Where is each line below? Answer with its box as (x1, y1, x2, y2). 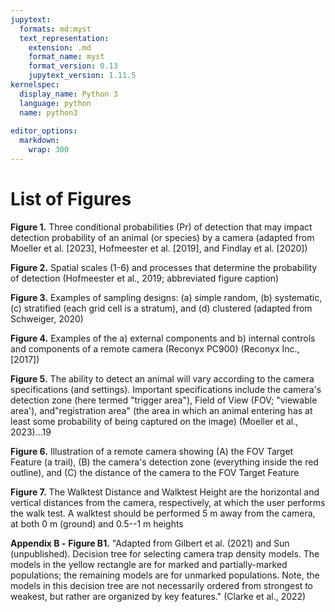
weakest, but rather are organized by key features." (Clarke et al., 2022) (10, 590, 307, 602)
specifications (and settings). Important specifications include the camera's (10, 383, 322, 395)
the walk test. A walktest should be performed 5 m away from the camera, (10, 507, 316, 519)
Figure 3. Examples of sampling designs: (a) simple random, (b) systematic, (10, 291, 323, 303)
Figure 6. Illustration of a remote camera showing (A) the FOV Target (10, 445, 294, 457)
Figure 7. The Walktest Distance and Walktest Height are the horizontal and (10, 486, 320, 498)
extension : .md (28, 42, 92, 53)
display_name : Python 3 (19, 89, 118, 99)
